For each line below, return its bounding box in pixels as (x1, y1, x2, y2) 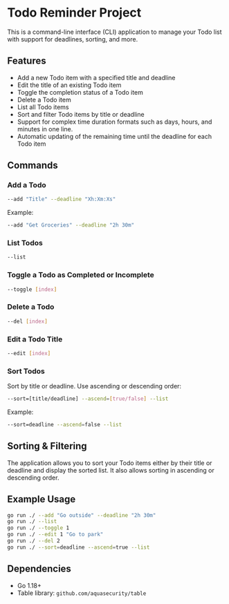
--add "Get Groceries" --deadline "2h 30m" (7, 222, 135, 229)
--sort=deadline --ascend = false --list (7, 422, 122, 428)
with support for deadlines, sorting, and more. (7, 35, 138, 43)
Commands (7, 160, 59, 171)
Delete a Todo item (17, 95, 71, 104)
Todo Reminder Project (7, 5, 142, 21)
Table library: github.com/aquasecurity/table (17, 589, 147, 597)
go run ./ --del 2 (7, 538, 60, 545)
